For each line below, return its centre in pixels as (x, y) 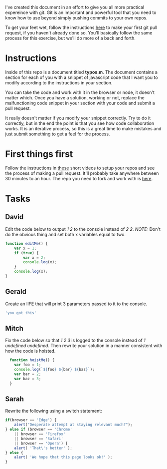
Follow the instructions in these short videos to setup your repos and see (80, 168)
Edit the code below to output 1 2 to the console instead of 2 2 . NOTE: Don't (83, 229)
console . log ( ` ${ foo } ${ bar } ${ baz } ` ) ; (54, 370)
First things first (39, 154)
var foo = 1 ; (28, 365)
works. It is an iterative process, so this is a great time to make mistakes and (83, 128)
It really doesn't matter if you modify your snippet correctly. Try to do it (78, 118)
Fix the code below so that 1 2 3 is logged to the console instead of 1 (75, 340)
